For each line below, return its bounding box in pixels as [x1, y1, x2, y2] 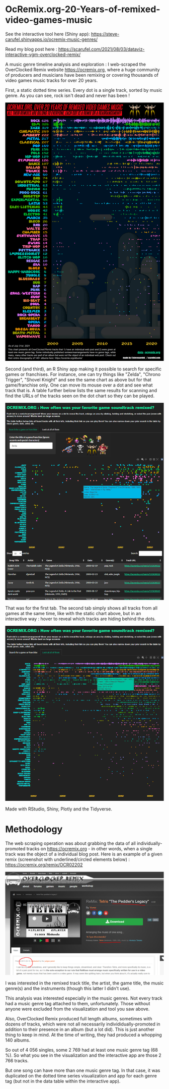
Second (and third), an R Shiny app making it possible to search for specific [5, 366, 162, 372]
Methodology [5, 824, 63, 835]
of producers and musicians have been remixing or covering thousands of [5, 72, 158, 78]
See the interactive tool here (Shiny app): [5, 31, 91, 37]
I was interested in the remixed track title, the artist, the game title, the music [5, 980, 164, 986]
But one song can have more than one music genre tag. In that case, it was [5, 1067, 160, 1073]
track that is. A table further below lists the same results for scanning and [5, 388, 157, 394]
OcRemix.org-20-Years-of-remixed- [5, 4, 160, 15]
